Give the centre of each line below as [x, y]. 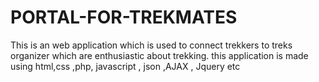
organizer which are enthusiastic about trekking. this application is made [159, 55]
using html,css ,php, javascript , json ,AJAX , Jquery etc [125, 66]
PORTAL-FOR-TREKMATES [124, 17]
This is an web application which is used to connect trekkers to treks [151, 45]
